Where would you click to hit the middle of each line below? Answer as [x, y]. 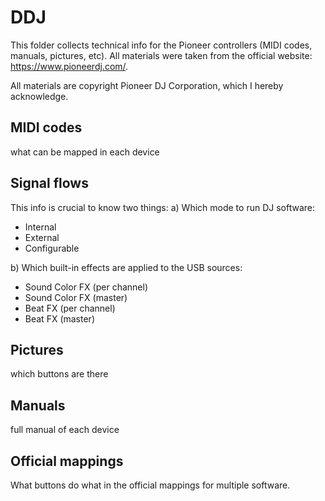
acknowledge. [39, 96]
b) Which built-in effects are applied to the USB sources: [126, 267]
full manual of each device [65, 430]
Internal [40, 227]
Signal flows [49, 183]
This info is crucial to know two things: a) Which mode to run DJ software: [162, 207]
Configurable [52, 248]
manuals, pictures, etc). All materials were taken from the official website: [161, 55]
